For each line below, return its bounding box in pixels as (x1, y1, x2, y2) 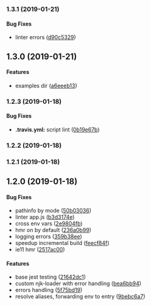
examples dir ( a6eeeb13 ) (15, 82, 77, 89)
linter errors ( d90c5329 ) (15, 34, 76, 41)
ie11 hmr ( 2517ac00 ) (15, 246, 65, 253)
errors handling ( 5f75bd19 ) (15, 286, 83, 294)
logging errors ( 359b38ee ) (15, 233, 82, 240)
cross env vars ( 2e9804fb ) (15, 220, 83, 227)
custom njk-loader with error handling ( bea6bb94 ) (15, 280, 142, 287)
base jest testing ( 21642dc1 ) (15, 274, 86, 281)
